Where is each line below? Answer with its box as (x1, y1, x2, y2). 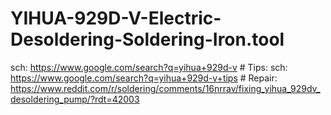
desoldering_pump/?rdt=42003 (10, 93, 140, 105)
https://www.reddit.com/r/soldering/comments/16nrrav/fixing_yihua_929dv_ (10, 82, 321, 94)
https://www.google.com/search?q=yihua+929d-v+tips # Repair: (10, 72, 278, 84)
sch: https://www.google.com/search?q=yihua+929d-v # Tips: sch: (10, 61, 288, 73)
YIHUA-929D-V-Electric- (10, 7, 222, 30)
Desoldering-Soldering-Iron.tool (10, 28, 285, 51)
